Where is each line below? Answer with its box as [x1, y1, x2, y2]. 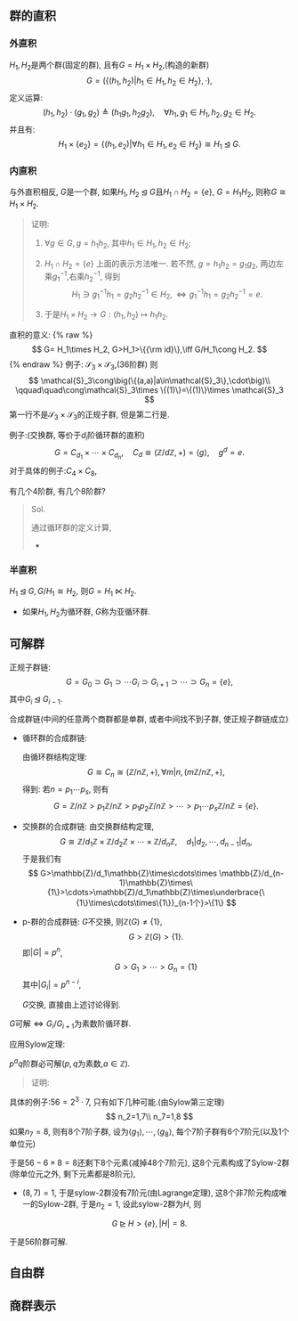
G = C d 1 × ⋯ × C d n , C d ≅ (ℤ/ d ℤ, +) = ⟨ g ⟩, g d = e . [54, 445, 245, 461]
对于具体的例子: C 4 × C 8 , [9, 466, 98, 478]
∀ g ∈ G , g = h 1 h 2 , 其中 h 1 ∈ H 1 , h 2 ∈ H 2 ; [44, 237, 191, 250]
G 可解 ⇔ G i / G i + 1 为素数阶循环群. [9, 1018, 132, 1032]
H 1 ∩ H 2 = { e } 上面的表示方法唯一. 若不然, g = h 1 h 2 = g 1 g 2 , [44, 257, 259, 271]
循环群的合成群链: [21, 733, 87, 744]
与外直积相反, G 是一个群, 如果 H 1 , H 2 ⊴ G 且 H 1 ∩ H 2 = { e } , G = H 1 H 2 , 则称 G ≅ [9, 186, 286, 199]
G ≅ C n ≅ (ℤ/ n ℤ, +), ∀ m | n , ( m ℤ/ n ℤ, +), [87, 767, 225, 779]
